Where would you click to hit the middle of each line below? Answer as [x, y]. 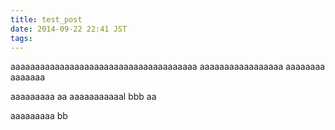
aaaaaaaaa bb [39, 116]
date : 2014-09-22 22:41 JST [69, 29]
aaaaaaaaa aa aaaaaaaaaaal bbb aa [83, 97]
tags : [21, 38]
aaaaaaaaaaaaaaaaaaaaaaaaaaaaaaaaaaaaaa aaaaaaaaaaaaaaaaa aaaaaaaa [168, 67]
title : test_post [46, 19]
